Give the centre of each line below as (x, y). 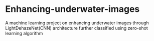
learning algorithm (24, 33)
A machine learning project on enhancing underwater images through (77, 23)
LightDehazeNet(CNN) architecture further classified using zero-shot (76, 28)
